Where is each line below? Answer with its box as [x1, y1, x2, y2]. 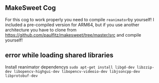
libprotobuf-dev [5, 73, 38, 78]
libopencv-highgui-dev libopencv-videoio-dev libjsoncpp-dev [14, 69, 140, 74]
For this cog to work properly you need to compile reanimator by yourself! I [5, 16, 155, 22]
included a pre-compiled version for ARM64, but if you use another [5, 22, 140, 28]
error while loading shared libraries [5, 51, 114, 59]
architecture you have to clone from [5, 27, 77, 33]
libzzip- [137, 65, 155, 69]
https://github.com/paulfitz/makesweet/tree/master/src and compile [5, 32, 141, 38]
